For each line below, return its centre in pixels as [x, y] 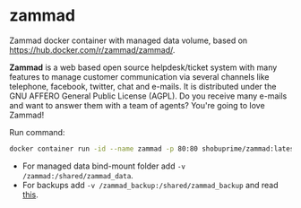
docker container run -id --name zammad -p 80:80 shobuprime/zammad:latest [154, 149]
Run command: [37, 132]
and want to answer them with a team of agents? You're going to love [138, 105]
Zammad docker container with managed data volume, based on [129, 40]
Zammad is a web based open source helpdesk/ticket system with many [143, 67]
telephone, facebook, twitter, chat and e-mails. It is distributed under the [143, 86]
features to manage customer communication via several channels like [140, 76]
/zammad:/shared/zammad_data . [78, 175]
